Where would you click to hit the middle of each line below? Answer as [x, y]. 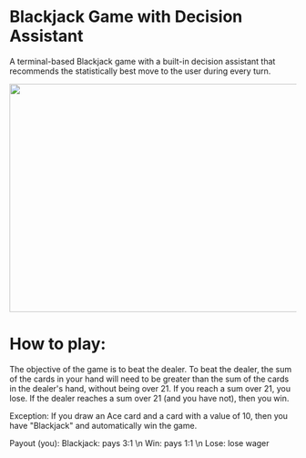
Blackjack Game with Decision [126, 17]
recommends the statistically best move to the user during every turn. [140, 71]
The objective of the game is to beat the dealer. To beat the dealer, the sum [151, 369]
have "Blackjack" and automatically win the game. [103, 425]
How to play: [58, 344]
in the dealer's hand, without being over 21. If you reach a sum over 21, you [150, 388]
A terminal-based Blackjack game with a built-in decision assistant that [143, 61]
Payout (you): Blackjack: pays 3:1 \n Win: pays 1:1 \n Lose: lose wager [140, 443]
